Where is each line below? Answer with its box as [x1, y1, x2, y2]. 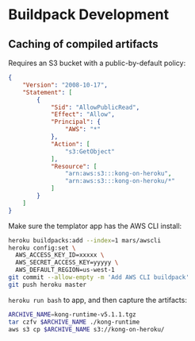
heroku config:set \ [8, 244, 77, 252]
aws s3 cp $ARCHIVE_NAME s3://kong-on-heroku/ [8, 325, 165, 333]
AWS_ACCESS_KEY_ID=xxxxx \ [15, 251, 105, 259]
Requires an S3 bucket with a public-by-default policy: [8, 58, 186, 68]
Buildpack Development [8, 6, 169, 24]
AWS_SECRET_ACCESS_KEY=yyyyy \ [15, 258, 119, 267]
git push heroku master [8, 281, 87, 289]
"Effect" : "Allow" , [50, 110, 115, 118]
